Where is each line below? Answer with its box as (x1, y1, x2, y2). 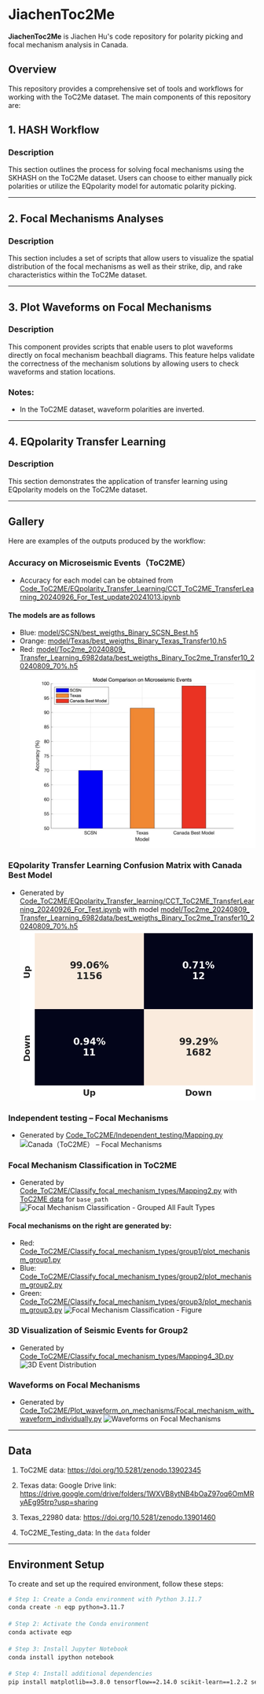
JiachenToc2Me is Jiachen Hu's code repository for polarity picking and (8, 32, 244, 41)
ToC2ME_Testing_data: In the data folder (19, 1528, 151, 1537)
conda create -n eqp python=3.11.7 (8, 1603, 125, 1611)
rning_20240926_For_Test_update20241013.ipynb (19, 592, 181, 601)
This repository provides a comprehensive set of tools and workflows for (8, 84, 244, 93)
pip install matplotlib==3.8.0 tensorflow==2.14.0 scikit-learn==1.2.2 (8, 1678, 247, 1686)
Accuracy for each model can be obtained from (19, 575, 174, 585)
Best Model (8, 869, 53, 881)
